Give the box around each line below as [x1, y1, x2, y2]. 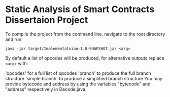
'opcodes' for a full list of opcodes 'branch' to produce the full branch [5, 70, 151, 76]
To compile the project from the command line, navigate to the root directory [5, 31, 165, 37]
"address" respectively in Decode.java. [5, 86, 87, 92]
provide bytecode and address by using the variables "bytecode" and [5, 81, 151, 87]
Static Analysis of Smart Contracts [5, 4, 155, 15]
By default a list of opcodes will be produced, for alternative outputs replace [5, 55, 164, 61]
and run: [5, 36, 23, 42]
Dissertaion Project [5, 14, 88, 26]
